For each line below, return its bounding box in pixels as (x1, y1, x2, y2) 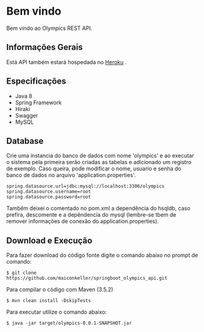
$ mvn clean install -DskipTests (6, 298, 91, 304)
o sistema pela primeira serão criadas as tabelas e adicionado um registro (6, 159, 192, 166)
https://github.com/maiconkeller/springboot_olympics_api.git (6, 275, 167, 281)
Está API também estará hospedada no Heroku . (6, 58, 127, 65)
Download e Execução (6, 235, 93, 245)
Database (6, 135, 44, 146)
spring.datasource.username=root (6, 189, 91, 195)
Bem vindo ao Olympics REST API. (6, 24, 93, 32)
